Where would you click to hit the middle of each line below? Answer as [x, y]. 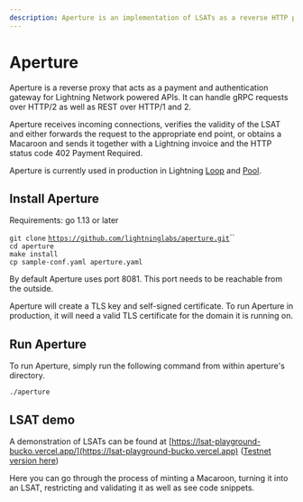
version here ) [34, 460]
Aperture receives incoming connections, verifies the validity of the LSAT [145, 124]
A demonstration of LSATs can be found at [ [91, 442]
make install [34, 255]
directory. [27, 376]
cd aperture [32, 246]
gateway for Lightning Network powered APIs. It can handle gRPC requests [149, 97]
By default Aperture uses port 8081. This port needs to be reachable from [146, 279]
